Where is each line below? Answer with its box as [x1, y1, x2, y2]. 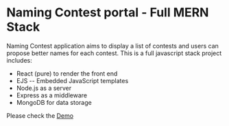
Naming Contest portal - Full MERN [6, 5, 209, 20]
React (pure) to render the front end [16, 69, 118, 78]
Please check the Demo [6, 111, 73, 120]
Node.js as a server [16, 84, 72, 92]
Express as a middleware [16, 91, 87, 99]
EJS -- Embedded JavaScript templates [16, 76, 129, 84]
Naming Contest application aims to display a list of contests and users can [6, 42, 219, 50]
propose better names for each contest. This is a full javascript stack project [6, 49, 222, 57]
